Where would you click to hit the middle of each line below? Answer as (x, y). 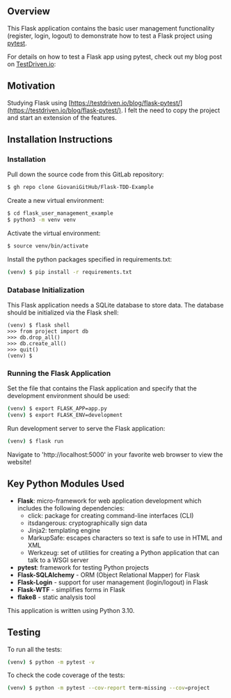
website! (19, 462)
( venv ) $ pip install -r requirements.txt (70, 272)
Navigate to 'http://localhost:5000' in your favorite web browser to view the (115, 454)
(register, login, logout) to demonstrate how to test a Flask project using (110, 36)
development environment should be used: (69, 396)
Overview (29, 12)
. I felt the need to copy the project (170, 110)
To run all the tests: (35, 649)
